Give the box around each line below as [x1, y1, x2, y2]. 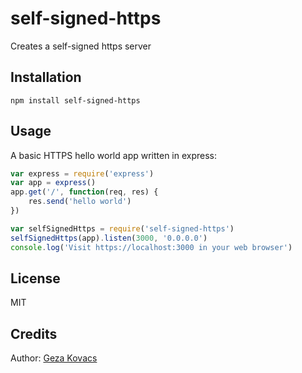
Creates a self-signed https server [10, 40, 152, 52]
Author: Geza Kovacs [10, 352, 98, 364]
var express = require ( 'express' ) [10, 168, 155, 179]
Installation [10, 69, 82, 86]
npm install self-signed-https [10, 95, 141, 106]
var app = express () [10, 178, 97, 188]
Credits [10, 325, 58, 342]
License [10, 270, 61, 287]
